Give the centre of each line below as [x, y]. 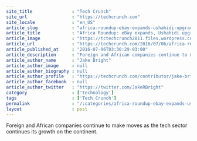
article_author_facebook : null [47, 82]
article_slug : [40, 28]
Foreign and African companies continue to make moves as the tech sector [97, 125]
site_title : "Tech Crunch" [59, 11]
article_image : [40, 38]
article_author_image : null [47, 66]
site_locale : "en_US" [51, 22]
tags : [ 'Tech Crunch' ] [61, 98]
